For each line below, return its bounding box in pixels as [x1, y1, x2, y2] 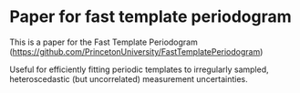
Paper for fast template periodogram [9, 6, 292, 27]
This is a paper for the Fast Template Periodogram [9, 36, 198, 47]
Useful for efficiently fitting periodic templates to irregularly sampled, [9, 64, 269, 75]
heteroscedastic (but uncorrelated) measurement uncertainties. [9, 73, 248, 84]
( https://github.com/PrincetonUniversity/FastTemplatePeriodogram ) [9, 46, 264, 57]
